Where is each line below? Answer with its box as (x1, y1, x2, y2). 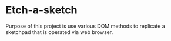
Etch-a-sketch (5, 3, 78, 17)
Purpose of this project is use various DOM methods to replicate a (5, 23, 165, 29)
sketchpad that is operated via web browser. (5, 28, 113, 35)
